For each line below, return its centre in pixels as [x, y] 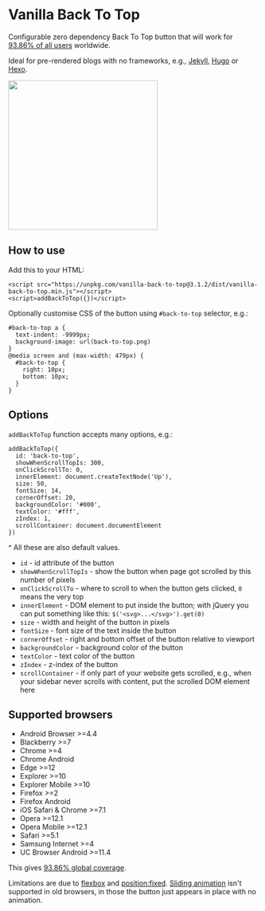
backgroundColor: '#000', [58, 505]
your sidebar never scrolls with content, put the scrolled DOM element [135, 681]
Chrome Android [47, 760]
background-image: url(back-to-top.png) [83, 342]
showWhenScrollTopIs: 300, [60, 463]
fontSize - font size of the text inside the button [98, 630]
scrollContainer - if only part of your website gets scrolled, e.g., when [136, 673]
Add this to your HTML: [47, 269]
